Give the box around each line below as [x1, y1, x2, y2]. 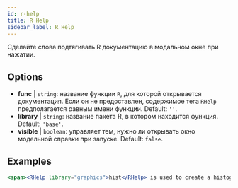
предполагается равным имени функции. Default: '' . [17, 105, 178, 113]
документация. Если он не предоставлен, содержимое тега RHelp [17, 97, 217, 106]
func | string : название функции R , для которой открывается [17, 90, 202, 98]
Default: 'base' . [17, 119, 64, 128]
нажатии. [7, 50, 35, 59]
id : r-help [7, 10, 40, 18]
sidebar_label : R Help [7, 23, 74, 30]
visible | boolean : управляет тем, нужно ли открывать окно [17, 127, 195, 136]
